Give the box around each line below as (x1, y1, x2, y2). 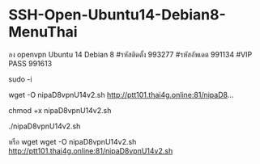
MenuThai (8, 23, 79, 41)
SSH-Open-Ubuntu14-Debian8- (8, 6, 227, 24)
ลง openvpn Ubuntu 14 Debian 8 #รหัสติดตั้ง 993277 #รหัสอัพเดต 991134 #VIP (8, 49, 253, 59)
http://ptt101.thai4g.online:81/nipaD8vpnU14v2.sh (8, 145, 173, 155)
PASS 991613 (8, 58, 53, 68)
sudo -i (8, 74, 32, 84)
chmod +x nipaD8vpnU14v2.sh (8, 105, 112, 115)
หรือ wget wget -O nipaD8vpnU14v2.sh (8, 137, 137, 146)
